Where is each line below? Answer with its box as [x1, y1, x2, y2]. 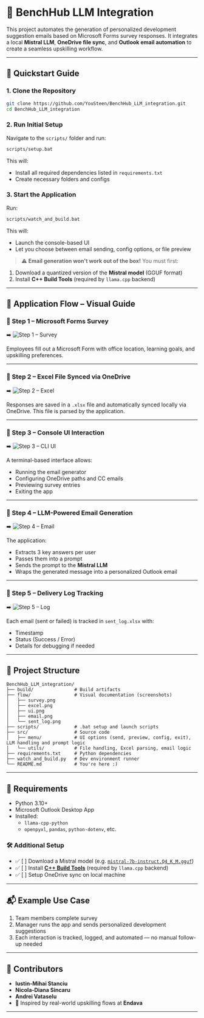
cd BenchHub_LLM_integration [6, 106, 80, 112]
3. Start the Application [6, 190, 76, 199]
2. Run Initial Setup [6, 120, 63, 129]
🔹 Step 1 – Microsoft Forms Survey [6, 317, 109, 326]
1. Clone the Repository [6, 86, 76, 95]
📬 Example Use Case [6, 895, 90, 905]
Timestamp [15, 629, 44, 636]
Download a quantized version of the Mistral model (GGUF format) [15, 269, 183, 276]
